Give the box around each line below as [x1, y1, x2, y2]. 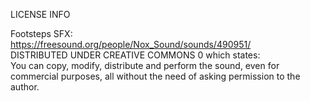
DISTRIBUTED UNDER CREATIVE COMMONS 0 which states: [10, 49, 261, 61]
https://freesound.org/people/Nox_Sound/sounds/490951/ [10, 39, 252, 50]
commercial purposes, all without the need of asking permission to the [10, 70, 301, 82]
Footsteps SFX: [10, 28, 73, 39]
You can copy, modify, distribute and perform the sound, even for [10, 60, 280, 71]
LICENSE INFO [10, 9, 71, 20]
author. [10, 81, 40, 93]
